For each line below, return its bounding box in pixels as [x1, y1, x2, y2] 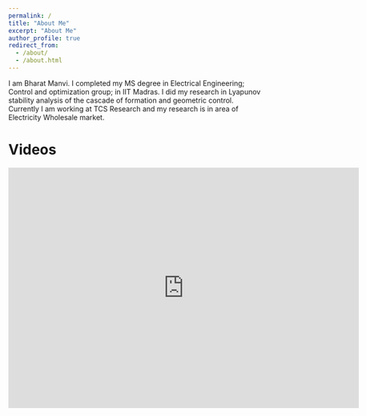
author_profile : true [8, 34, 81, 42]
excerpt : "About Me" [8, 26, 78, 34]
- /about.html [15, 57, 62, 65]
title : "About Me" [8, 19, 70, 27]
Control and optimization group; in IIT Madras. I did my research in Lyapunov [8, 87, 261, 96]
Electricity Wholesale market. [8, 112, 105, 122]
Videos [8, 141, 57, 159]
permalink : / [8, 11, 52, 20]
